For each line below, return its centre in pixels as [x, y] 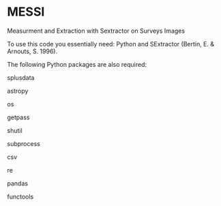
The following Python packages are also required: [77, 64]
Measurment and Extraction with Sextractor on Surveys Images [96, 31]
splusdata [21, 77]
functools [20, 196]
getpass [18, 117]
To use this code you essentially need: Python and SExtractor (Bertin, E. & [111, 44]
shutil [15, 130]
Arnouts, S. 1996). [32, 51]
